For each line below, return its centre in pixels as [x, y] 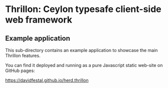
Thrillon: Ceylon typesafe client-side [83, 9]
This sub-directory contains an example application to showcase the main [81, 50]
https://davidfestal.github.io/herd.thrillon [47, 80]
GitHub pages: [20, 70]
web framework [39, 20]
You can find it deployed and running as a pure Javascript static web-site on [84, 65]
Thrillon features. [23, 55]
